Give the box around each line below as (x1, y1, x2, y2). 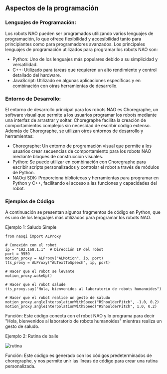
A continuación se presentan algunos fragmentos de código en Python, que (5, 209, 161, 215)
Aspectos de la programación (5, 4, 99, 13)
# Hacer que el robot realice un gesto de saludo (5, 295, 111, 300)
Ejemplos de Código (5, 198, 55, 205)
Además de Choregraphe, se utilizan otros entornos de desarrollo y (5, 128, 144, 134)
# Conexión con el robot (5, 243, 57, 248)
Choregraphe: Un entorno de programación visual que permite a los (12, 143, 152, 149)
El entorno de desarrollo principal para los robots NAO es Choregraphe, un (5, 106, 159, 112)
